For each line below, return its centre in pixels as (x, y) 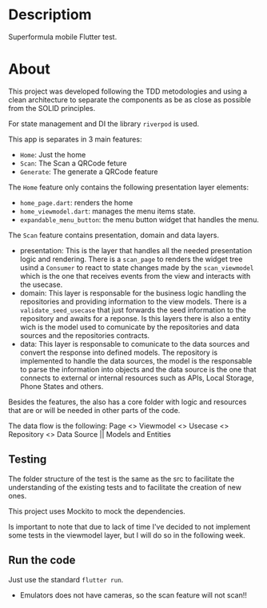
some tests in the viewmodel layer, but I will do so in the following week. (127, 535)
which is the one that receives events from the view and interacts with (135, 276)
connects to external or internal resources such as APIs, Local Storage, (137, 378)
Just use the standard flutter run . (66, 579)
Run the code (42, 560)
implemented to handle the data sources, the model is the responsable (136, 360)
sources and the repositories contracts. (85, 335)
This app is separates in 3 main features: (75, 139)
